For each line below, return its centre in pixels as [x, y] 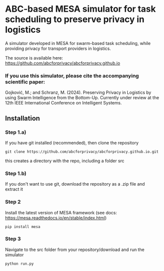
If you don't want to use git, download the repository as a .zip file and [75, 184]
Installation [23, 118]
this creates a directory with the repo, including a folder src [65, 161]
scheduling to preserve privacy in [75, 19]
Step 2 [13, 202]
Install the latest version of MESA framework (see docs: [61, 212]
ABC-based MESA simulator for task [81, 9]
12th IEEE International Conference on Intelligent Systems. [63, 103]
